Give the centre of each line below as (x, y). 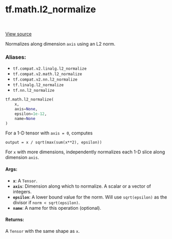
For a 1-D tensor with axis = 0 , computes (49, 133)
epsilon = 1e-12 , (31, 114)
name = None (25, 118)
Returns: (15, 220)
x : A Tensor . (25, 181)
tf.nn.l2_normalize (34, 91)
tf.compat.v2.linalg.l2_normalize (50, 69)
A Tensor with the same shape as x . (43, 231)
